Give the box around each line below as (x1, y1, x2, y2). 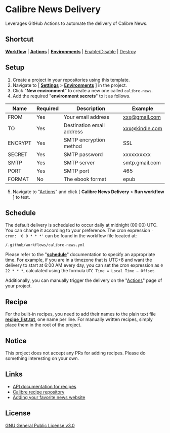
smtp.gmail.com (123, 159, 161, 166)
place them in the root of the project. (5, 322, 82, 328)
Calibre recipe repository (12, 389, 65, 395)
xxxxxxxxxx (123, 151, 151, 158)
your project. (5, 283, 32, 289)
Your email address (63, 113, 110, 120)
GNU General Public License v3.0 (5, 422, 75, 428)
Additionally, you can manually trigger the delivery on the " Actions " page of (5, 277, 162, 283)
